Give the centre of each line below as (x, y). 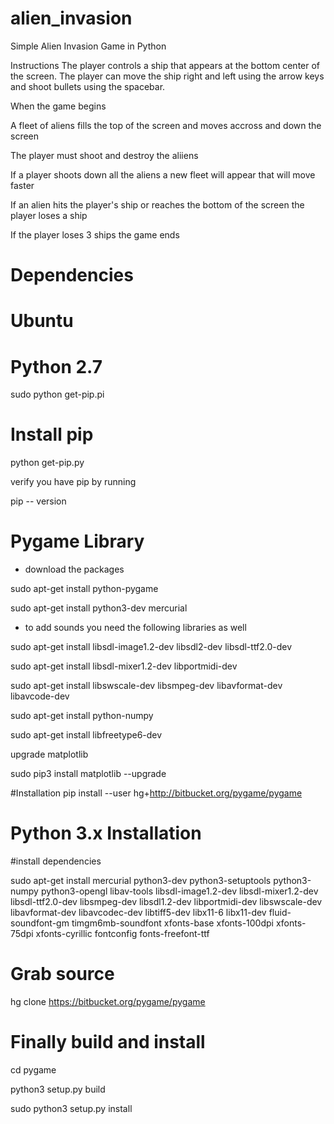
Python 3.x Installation (106, 833)
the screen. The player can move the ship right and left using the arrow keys (167, 76)
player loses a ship (49, 215)
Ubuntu (42, 321)
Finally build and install (108, 1042)
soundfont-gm (40, 923)
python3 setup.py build (58, 1089)
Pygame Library (77, 541)
